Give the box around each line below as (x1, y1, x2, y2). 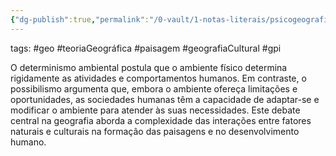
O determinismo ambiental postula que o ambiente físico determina (10, 61, 288, 73)
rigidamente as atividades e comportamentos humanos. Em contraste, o (10, 72, 307, 84)
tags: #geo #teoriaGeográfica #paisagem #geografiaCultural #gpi (10, 42, 282, 54)
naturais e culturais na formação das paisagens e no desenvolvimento (10, 125, 300, 137)
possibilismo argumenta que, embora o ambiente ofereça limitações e (10, 82, 298, 95)
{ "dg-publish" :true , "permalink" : (10, 14, 150, 25)
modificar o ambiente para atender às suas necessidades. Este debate (10, 104, 301, 116)
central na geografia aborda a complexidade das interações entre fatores (10, 114, 312, 126)
